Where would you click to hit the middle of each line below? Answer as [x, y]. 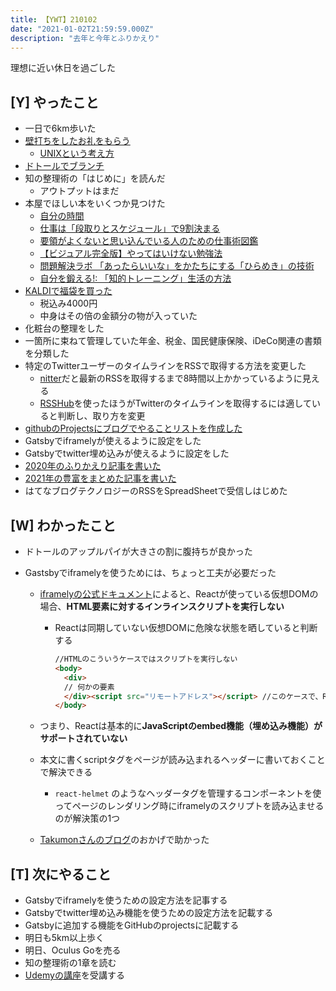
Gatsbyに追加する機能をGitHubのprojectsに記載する [132, 925]
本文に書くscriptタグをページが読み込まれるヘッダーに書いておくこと [182, 760]
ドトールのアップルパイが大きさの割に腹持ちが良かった [138, 551]
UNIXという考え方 [77, 153]
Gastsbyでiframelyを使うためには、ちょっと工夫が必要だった [150, 572]
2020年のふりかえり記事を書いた [93, 466]
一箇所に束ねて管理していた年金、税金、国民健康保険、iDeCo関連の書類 [173, 341]
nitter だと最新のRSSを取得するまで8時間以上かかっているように [171, 378]
